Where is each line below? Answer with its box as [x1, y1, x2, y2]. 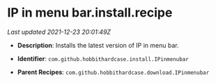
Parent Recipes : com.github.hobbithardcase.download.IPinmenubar [17, 68, 210, 76]
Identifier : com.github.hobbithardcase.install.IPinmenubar [17, 54, 190, 63]
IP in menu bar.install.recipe [7, 5, 173, 21]
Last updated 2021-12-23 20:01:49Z [7, 28, 111, 36]
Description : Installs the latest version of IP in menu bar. [17, 41, 179, 49]
